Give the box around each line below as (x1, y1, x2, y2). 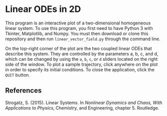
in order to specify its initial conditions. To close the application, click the (5, 66, 155, 73)
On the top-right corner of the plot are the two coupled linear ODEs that (5, 45, 152, 51)
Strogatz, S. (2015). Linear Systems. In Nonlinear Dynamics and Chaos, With (5, 100, 163, 106)
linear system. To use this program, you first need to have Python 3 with (5, 25, 153, 31)
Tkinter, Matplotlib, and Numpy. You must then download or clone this (5, 30, 149, 36)
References (5, 86, 42, 95)
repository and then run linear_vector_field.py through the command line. (5, 36, 161, 42)
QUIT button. (5, 72, 30, 78)
